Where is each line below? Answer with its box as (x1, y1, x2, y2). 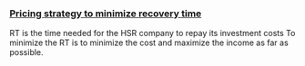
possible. (9, 47, 44, 58)
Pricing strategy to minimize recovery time (9, 7, 202, 20)
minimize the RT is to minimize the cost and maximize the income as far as (9, 37, 289, 48)
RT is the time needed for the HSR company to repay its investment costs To (9, 28, 296, 39)
